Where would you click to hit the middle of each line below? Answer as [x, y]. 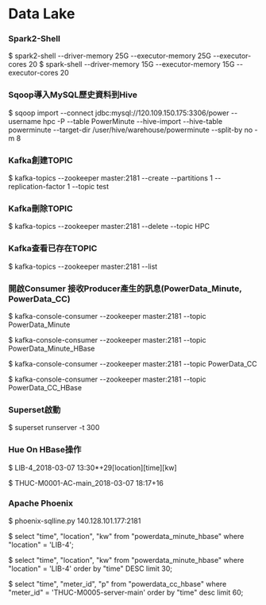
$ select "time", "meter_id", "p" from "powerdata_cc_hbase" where [118, 584]
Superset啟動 [35, 409]
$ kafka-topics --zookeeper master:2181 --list [83, 266]
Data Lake [42, 14]
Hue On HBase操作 [45, 450]
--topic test [91, 187]
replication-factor [37, 187]
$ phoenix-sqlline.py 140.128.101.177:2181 [75, 521]
